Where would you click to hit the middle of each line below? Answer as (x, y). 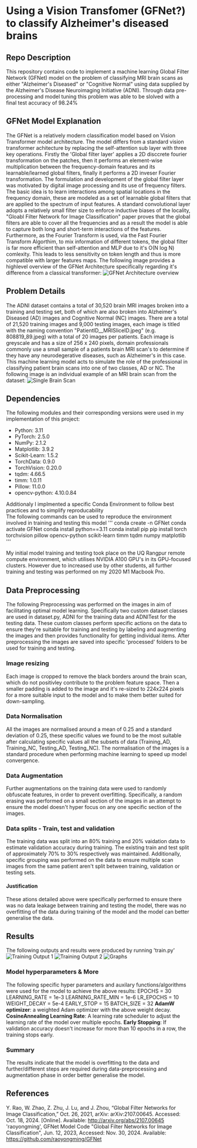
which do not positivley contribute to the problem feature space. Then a (93, 682)
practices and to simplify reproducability (55, 511)
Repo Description (38, 57)
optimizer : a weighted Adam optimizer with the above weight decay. (89, 1009)
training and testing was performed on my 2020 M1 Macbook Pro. (86, 572)
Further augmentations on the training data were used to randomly (86, 788)
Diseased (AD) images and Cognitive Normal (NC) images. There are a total (97, 318)
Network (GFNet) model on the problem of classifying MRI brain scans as (95, 78)
